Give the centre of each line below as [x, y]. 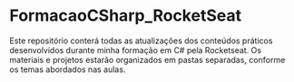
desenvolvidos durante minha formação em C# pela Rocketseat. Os [135, 50]
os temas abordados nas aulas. [68, 69]
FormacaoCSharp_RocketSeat [126, 16]
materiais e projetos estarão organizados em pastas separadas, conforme [147, 59]
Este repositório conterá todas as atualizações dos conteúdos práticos [141, 41]
